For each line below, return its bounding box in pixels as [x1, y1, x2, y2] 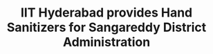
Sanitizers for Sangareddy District [6, 19, 207, 35]
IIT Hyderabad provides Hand [20, 5, 193, 21]
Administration [62, 35, 151, 50]
